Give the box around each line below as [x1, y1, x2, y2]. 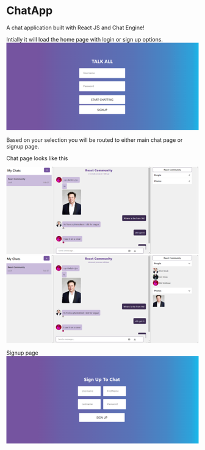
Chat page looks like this [6, 155, 68, 162]
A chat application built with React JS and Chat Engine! [6, 24, 145, 31]
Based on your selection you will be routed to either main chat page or [6, 136, 183, 144]
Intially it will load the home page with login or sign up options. [6, 35, 164, 43]
